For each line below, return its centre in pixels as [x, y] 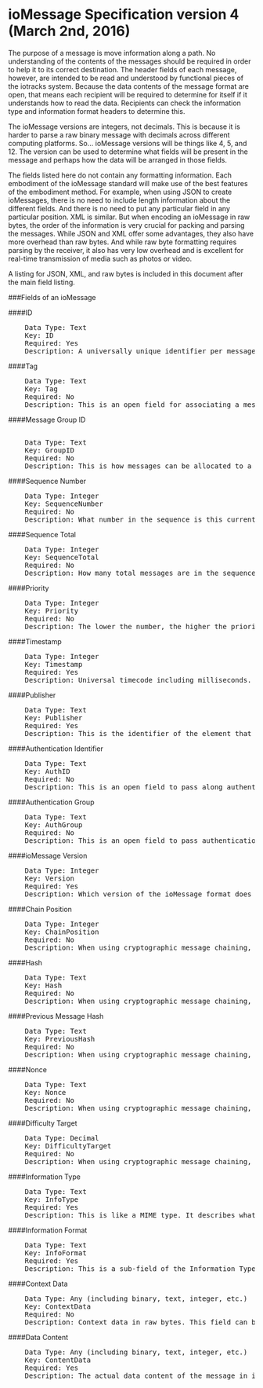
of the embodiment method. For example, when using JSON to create [120, 192]
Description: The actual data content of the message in [136, 1375]
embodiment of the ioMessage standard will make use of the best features [128, 183]
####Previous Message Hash [56, 1016]
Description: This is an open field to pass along [124, 787]
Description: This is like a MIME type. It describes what [140, 1215]
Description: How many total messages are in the [122, 573]
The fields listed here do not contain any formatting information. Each [120, 175]
